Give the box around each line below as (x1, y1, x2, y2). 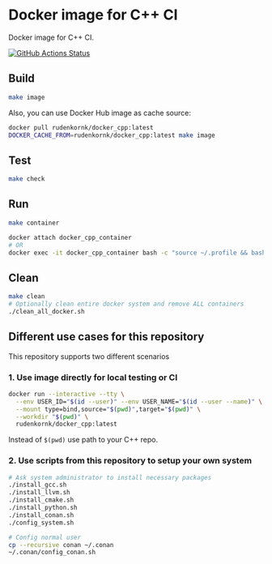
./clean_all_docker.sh (8, 307, 85, 315)
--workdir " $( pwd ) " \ (15, 412, 89, 421)
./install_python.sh (8, 504, 79, 512)
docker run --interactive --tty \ (8, 390, 125, 398)
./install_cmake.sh (8, 496, 74, 504)
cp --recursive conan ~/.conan (8, 540, 114, 549)
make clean (8, 293, 45, 301)
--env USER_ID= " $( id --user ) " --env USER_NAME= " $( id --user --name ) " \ (15, 397, 263, 406)
